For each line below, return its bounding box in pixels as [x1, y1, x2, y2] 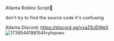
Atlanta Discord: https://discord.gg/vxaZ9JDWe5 [5, 24, 109, 30]
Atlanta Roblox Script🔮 [5, 5, 53, 11]
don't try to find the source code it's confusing [5, 15, 104, 20]
